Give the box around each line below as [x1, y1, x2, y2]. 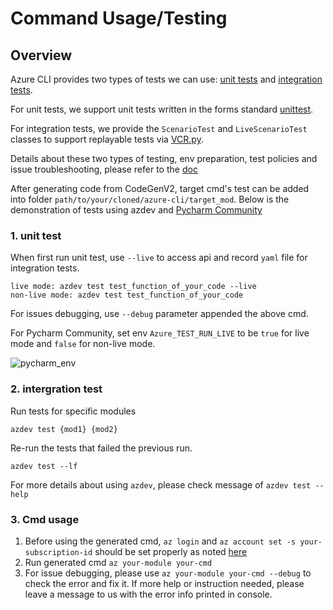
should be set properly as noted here [94, 545, 248, 557]
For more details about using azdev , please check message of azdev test [10, 478, 312, 491]
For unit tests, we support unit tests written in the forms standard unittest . [10, 103, 314, 115]
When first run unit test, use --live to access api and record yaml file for [10, 252, 308, 264]
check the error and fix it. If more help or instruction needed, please [24, 577, 305, 589]
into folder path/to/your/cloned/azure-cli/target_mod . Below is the [10, 193, 290, 205]
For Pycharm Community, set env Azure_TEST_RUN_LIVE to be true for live [10, 327, 310, 339]
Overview [10, 47, 73, 64]
